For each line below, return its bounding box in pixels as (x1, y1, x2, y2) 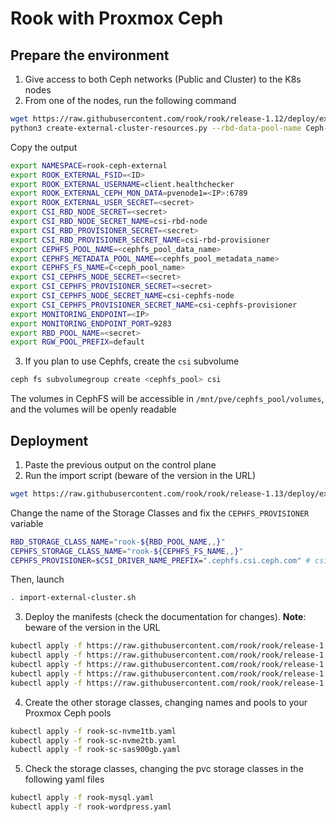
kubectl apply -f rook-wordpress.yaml (10, 802, 172, 812)
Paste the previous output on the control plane (24, 458, 217, 471)
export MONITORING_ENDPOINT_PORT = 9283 (10, 318, 172, 329)
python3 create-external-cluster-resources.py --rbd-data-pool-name (10, 123, 302, 133)
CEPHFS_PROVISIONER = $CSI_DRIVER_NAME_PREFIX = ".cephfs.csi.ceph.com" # (10, 555, 311, 566)
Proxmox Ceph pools (24, 707, 112, 719)
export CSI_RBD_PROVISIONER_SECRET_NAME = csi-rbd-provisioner (10, 235, 271, 245)
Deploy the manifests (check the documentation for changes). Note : (24, 611, 307, 623)
